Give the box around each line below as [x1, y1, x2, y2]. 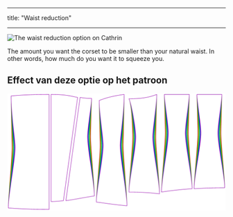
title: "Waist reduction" [7, 14, 72, 21]
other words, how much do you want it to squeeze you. [7, 55, 164, 62]
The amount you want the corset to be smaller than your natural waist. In [7, 47, 215, 55]
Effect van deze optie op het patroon [7, 74, 168, 87]
